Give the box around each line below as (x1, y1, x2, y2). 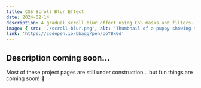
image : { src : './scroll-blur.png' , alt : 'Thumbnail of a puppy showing (6, 25, 191, 32)
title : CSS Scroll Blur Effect (6, 8, 84, 15)
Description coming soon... (6, 53, 110, 63)
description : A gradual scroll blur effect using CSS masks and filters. (6, 20, 194, 26)
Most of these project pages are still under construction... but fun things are (6, 68, 193, 76)
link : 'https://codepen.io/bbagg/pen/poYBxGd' (6, 31, 124, 37)
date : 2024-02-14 (6, 14, 50, 20)
